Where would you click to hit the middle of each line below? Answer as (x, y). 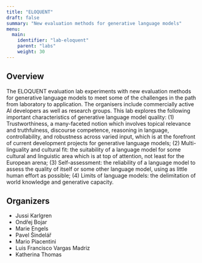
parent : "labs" (37, 46)
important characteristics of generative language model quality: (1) (90, 117)
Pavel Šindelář (33, 235)
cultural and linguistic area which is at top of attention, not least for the (95, 156)
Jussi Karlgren (33, 216)
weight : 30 (31, 52)
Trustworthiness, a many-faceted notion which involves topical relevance (99, 123)
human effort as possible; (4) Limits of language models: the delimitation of (101, 175)
